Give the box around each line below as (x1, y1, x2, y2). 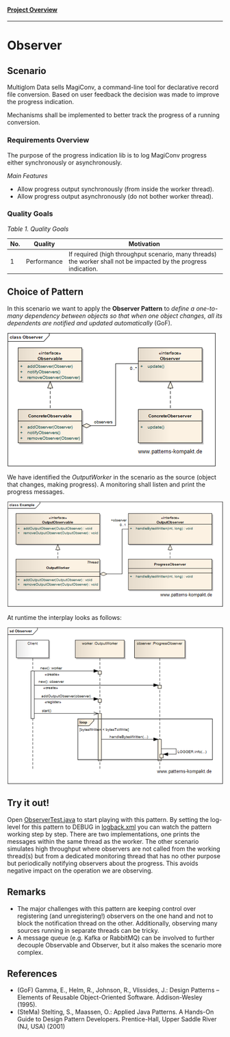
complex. (16, 948, 43, 956)
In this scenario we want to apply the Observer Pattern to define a (7, 304, 195, 312)
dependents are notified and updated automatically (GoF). (7, 318, 172, 327)
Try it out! (7, 797, 50, 809)
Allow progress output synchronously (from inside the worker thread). (16, 185, 214, 193)
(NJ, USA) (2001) (16, 1023, 66, 1031)
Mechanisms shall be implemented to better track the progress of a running (7, 111, 220, 119)
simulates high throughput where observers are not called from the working (7, 845, 220, 853)
